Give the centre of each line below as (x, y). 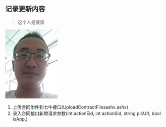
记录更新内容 (25, 9)
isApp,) (20, 119)
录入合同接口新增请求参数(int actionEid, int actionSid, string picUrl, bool (87, 113)
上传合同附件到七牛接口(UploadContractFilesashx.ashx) (70, 107)
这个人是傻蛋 (31, 22)
